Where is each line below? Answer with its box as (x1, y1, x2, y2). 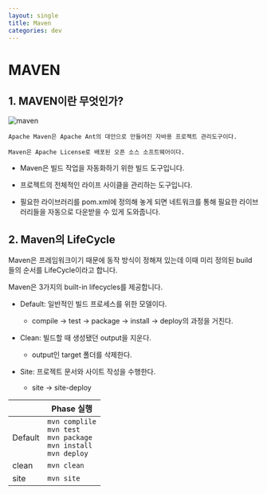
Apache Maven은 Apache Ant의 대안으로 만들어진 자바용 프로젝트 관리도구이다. (8, 133, 238, 141)
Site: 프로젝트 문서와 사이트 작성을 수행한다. (19, 367, 156, 377)
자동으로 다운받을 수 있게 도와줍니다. (47, 207, 161, 217)
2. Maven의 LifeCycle (8, 233, 116, 246)
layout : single (8, 11, 59, 20)
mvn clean (47, 461, 85, 470)
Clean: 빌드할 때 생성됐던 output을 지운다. (19, 333, 151, 343)
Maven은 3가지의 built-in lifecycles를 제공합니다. (8, 282, 163, 292)
